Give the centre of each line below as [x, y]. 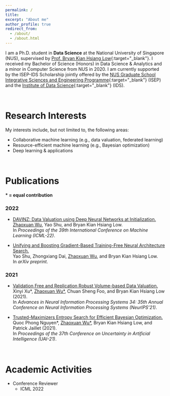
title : [12, 15]
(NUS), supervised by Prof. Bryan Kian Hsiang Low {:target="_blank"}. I [79, 58]
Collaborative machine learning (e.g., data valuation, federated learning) [88, 139]
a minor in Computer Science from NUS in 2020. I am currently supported [82, 69]
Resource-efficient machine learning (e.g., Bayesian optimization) [81, 145]
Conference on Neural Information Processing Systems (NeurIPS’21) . [85, 307]
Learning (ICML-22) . [34, 236]
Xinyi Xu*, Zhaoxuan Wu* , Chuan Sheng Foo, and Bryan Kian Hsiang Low [89, 291]
